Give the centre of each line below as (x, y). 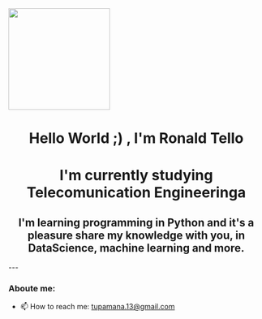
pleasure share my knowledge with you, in (136, 235)
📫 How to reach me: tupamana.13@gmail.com (97, 307)
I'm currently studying (136, 176)
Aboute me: (32, 289)
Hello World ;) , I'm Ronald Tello (136, 138)
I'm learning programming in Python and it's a (136, 222)
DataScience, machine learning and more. (136, 248)
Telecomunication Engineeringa (136, 193)
